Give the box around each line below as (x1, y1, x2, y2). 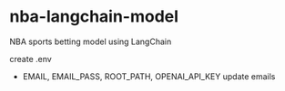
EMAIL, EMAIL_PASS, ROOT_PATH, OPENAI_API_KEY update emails (22, 70, 276, 82)
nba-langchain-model (9, 6, 179, 27)
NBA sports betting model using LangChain (9, 36, 172, 47)
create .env (9, 53, 52, 64)
